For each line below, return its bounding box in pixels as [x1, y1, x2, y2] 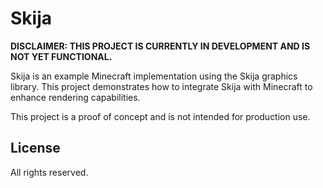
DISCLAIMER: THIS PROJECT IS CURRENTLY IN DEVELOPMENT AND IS [10, 40, 311, 52]
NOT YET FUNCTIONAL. [10, 50, 113, 62]
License [10, 140, 61, 157]
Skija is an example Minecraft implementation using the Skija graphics [10, 70, 298, 82]
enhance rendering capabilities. [10, 91, 141, 103]
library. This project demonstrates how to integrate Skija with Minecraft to [10, 80, 313, 92]
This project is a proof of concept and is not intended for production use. [10, 110, 311, 122]
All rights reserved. [10, 166, 89, 178]
